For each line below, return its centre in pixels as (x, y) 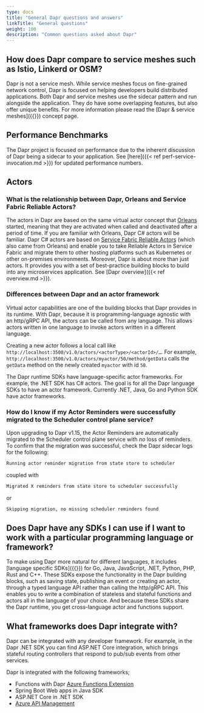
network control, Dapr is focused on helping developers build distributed (97, 90)
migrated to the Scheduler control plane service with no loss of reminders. (99, 439)
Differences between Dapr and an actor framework (83, 295)
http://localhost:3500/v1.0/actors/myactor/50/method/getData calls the (98, 358)
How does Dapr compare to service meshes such (101, 59)
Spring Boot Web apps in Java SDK (59, 690)
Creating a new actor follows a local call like (61, 345)
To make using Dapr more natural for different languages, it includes (92, 562)
